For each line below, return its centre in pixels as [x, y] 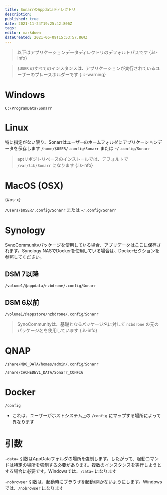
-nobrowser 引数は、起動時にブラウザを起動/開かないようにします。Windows [83, 482]
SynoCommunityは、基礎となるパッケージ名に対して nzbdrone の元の [88, 324]
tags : [11, 28]
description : [19, 14]
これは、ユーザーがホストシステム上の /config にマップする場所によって [86, 416]
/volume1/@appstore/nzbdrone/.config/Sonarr [52, 314]
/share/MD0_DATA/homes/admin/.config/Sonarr [52, 364]
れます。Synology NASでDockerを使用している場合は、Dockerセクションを [82, 251]
